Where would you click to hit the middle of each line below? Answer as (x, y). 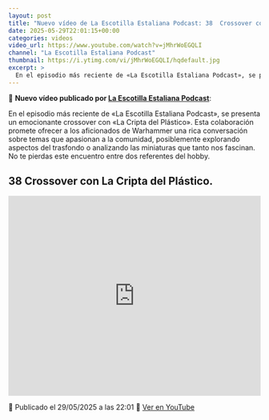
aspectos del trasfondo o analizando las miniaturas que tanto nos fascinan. (132, 147)
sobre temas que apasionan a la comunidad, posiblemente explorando (124, 139)
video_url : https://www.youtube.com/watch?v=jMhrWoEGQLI (105, 46)
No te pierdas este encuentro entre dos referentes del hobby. (109, 156)
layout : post (30, 16)
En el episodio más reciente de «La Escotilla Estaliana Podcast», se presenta (134, 114)
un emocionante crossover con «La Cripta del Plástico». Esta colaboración (131, 122)
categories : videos (41, 38)
